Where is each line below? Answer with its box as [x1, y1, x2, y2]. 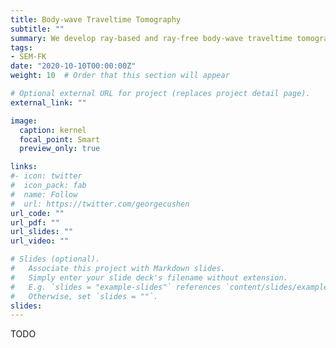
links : [10, 162, 38, 172]
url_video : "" [10, 236, 70, 246]
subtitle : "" [10, 24, 65, 34]
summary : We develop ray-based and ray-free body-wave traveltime [10, 33, 293, 43]
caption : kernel [19, 125, 87, 135]
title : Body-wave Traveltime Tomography [10, 14, 182, 25]
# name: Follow [10, 189, 78, 200]
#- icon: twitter [10, 171, 83, 181]
